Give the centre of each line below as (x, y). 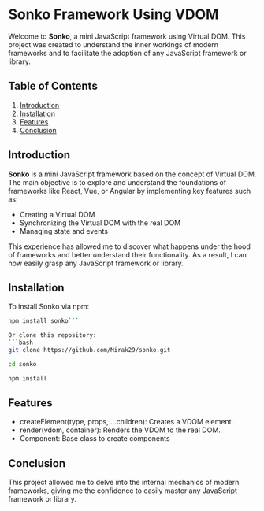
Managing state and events (64, 231)
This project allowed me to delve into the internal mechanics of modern (124, 483)
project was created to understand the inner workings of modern (113, 44)
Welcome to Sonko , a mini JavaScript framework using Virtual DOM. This (127, 36)
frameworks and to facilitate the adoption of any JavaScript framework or (127, 53)
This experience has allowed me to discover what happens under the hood (129, 246)
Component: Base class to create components (95, 439)
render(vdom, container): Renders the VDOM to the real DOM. (120, 430)
